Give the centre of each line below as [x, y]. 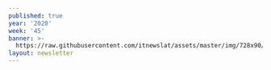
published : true [35, 16]
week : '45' [27, 31]
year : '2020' [30, 23]
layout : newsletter [41, 53]
